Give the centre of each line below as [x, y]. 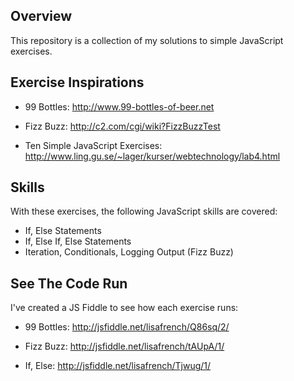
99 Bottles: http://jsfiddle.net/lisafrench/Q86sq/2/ [127, 327]
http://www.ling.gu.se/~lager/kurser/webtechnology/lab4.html [152, 156]
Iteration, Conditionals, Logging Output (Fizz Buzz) [129, 252]
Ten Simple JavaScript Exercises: [93, 145]
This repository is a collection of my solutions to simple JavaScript [147, 40]
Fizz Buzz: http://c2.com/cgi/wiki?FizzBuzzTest [122, 126]
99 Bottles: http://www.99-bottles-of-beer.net [119, 106]
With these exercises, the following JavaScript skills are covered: [144, 211]
